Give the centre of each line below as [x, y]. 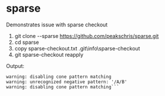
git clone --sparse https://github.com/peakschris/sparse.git [87, 36]
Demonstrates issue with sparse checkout [57, 25]
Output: [15, 66]
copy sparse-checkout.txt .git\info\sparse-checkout [77, 48]
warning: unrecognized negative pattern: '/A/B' [67, 82]
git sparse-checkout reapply [49, 54]
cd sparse [27, 42]
